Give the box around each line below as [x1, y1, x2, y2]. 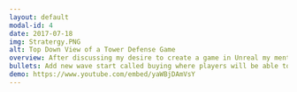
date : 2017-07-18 [9, 29, 73, 38]
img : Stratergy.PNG [9, 37, 81, 46]
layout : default [9, 12, 69, 22]
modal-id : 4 [9, 21, 53, 30]
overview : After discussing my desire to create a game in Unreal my [9, 53, 271, 62]
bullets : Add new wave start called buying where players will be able [9, 62, 278, 71]
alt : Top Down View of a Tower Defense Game [9, 46, 176, 54]
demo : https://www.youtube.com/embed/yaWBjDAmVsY [9, 70, 196, 79]
